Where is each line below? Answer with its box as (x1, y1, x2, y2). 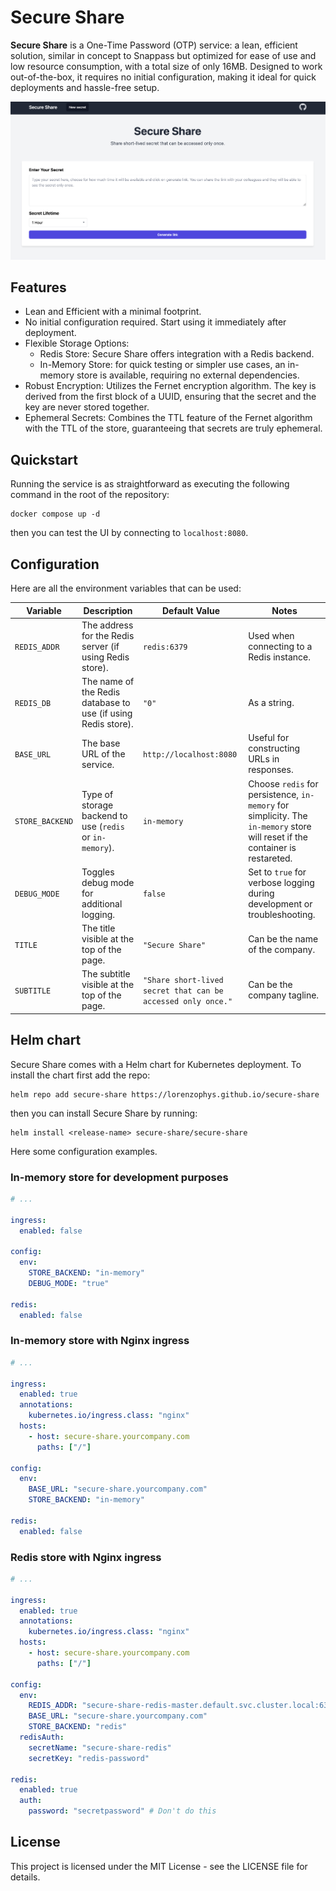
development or (248, 897, 313, 910)
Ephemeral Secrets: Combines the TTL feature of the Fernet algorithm (24, 412, 313, 424)
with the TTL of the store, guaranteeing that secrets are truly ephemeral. (24, 422, 323, 435)
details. (10, 1871, 41, 1883)
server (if (81, 640, 120, 652)
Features (10, 279, 67, 296)
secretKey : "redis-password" (28, 1753, 150, 1763)
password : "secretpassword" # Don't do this (28, 1806, 217, 1816)
